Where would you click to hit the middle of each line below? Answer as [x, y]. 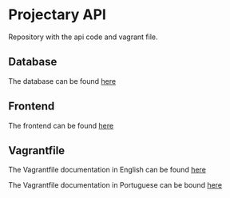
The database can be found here [62, 81]
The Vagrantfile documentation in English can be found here [107, 170]
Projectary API [57, 15]
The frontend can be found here [61, 125]
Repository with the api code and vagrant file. [83, 37]
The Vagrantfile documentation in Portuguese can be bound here [115, 185]
